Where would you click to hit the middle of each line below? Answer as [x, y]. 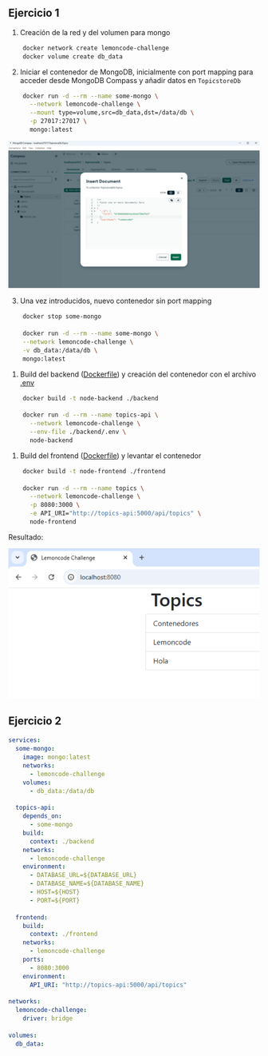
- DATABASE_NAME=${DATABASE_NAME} [87, 884]
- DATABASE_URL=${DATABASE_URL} [83, 875]
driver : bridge [48, 1018]
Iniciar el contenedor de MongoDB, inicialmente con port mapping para [136, 72]
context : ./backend [61, 841]
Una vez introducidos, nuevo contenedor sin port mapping [116, 301]
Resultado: [26, 537]
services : [25, 740]
